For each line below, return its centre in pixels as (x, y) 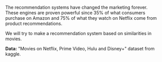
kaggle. (13, 54)
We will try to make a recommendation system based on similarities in (78, 33)
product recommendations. (34, 23)
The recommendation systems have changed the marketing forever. (76, 7)
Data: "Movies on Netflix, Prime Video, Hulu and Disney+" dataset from (80, 49)
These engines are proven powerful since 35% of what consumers (75, 13)
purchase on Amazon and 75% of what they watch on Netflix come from (81, 18)
